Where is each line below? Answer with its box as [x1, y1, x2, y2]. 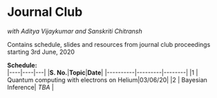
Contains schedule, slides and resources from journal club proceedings [7, 40, 211, 48]
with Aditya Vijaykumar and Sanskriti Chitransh [7, 27, 143, 35]
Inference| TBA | [7, 83, 54, 91]
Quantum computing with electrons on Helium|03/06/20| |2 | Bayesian [7, 75, 207, 84]
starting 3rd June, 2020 [7, 48, 75, 56]
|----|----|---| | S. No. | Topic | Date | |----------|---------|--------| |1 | [7, 68, 198, 77]
